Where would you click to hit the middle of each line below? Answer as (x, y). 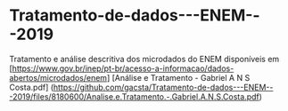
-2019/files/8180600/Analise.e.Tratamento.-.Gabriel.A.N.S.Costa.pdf (135, 96)
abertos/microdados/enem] (60, 77)
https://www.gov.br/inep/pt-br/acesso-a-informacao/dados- (123, 68)
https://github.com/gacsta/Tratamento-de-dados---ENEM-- (163, 87)
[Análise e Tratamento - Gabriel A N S (181, 77)
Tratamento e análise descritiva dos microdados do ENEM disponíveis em (144, 59)
